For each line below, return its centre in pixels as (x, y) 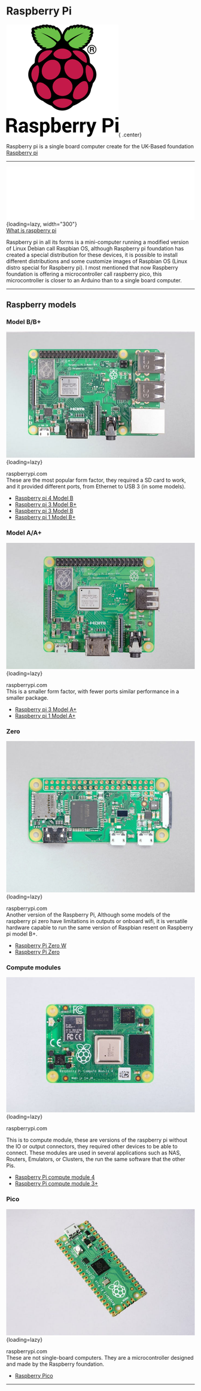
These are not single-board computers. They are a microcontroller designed (100, 1357)
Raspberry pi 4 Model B (44, 498)
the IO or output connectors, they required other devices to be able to (92, 1147)
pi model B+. (22, 934)
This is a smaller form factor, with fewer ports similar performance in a (93, 691)
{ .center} (130, 135)
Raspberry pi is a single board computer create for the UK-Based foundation (100, 146)
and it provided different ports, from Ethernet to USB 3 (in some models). (96, 486)
